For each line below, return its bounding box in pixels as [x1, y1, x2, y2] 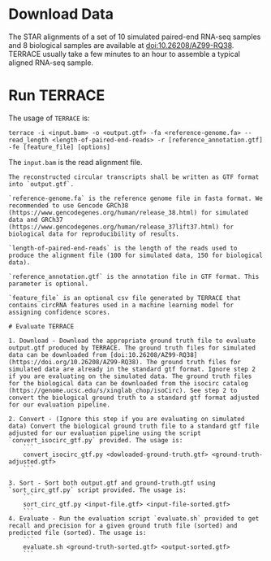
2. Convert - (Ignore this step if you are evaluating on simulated [8, 415, 245, 423]
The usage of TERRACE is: [8, 113, 91, 123]
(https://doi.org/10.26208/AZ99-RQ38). [8, 358, 144, 366]
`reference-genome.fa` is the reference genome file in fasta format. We [8, 194, 264, 202]
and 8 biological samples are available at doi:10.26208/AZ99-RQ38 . [8, 40, 234, 50]
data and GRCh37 [8, 215, 63, 224]
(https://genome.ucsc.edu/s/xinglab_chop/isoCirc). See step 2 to [8, 386, 238, 394]
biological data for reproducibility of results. [8, 229, 180, 238]
